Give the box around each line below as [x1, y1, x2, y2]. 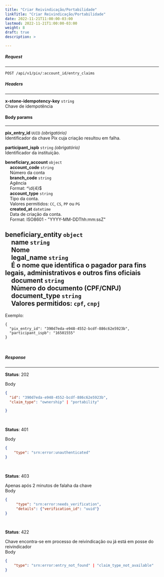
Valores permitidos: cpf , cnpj [11, 300, 101, 308]
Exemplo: [5, 312, 24, 318]
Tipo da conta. [9, 196, 39, 202]
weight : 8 [5, 25, 25, 30]
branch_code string [9, 175, 52, 181]
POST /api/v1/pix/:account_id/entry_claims [5, 70, 95, 76]
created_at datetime [9, 206, 51, 212]
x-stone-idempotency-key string [5, 98, 75, 104]
